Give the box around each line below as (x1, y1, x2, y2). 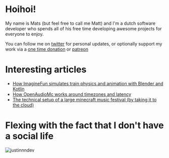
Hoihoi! (5, 4, 36, 15)
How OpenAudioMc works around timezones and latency (12, 91, 132, 97)
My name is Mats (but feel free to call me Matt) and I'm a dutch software (5, 20, 155, 26)
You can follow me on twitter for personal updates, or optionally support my (5, 40, 162, 46)
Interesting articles (5, 64, 87, 75)
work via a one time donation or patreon (5, 46, 88, 52)
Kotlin (12, 86, 25, 92)
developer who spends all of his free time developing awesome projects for (5, 25, 162, 31)
